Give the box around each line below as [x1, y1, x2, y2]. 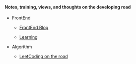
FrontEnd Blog [19, 25, 49, 31]
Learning [19, 34, 38, 40]
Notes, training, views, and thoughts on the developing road [4, 4, 131, 10]
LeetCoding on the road [19, 54, 68, 60]
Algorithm [11, 44, 32, 50]
